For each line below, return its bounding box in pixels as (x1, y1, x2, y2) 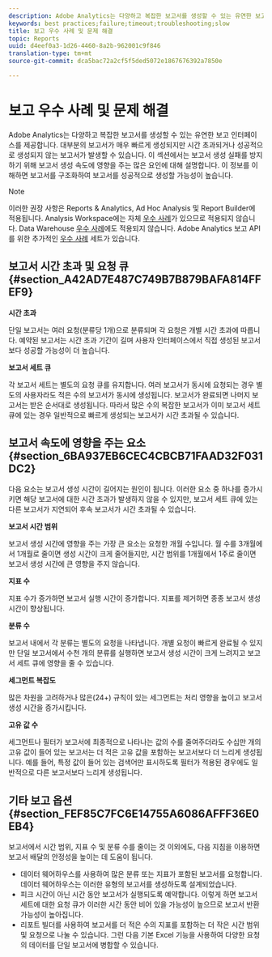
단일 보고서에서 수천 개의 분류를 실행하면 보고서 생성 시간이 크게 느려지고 (16, 649, 246, 658)
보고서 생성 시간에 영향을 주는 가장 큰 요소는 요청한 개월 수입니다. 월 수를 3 (8, 539, 244, 549)
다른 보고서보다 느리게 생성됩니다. (36, 768, 143, 777)
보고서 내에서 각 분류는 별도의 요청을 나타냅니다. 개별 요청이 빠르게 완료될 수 (8, 638, 249, 648)
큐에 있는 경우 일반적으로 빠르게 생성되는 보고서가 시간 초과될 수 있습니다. (8, 410, 240, 419)
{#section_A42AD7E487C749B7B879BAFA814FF (8, 273, 261, 287)
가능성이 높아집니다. (19, 910, 83, 920)
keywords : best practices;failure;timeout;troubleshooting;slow (8, 19, 230, 28)
